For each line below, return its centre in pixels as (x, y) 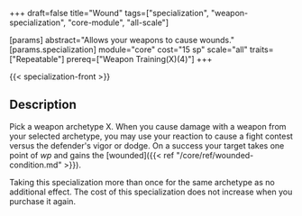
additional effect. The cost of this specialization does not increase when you (151, 192)
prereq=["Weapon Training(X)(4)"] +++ (139, 59)
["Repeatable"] (37, 59)
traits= (261, 49)
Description (43, 105)
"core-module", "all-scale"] (118, 22)
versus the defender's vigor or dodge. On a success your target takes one (147, 145)
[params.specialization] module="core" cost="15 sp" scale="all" (128, 49)
